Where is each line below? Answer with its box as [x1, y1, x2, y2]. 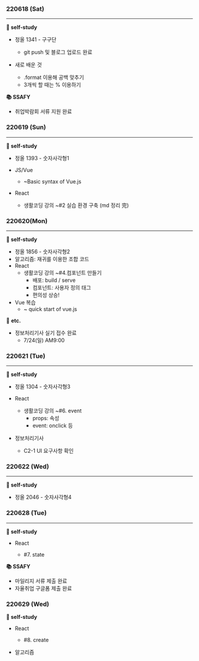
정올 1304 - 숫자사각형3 [14, 383, 71, 390]
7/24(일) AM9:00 [23, 336, 65, 344]
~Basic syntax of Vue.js [23, 177, 82, 185]
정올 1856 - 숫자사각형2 [14, 248, 70, 255]
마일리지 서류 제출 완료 [14, 577, 68, 584]
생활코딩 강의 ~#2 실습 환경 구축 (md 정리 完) [23, 201, 129, 209]
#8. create [23, 637, 49, 644]
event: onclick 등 [32, 422, 73, 429]
